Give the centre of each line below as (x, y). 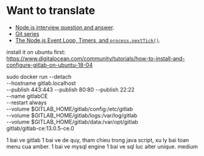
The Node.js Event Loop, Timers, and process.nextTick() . (88, 40)
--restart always (26, 102)
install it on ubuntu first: (36, 52)
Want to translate (51, 11)
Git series (27, 33)
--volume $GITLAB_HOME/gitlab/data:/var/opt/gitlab (72, 121)
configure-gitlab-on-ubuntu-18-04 (50, 65)
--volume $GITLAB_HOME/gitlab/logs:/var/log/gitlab (72, 115)
